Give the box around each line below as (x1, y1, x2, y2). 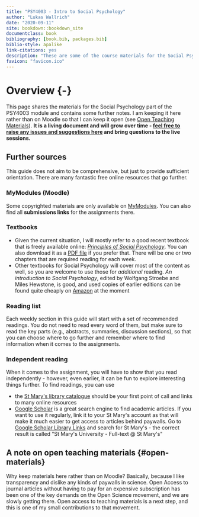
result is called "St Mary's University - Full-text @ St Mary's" (14, 431, 163, 438)
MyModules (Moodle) (6, 189, 70, 197)
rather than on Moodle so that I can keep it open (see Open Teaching (6, 116, 175, 123)
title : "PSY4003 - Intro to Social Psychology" (6, 8, 126, 15)
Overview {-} (6, 84, 72, 97)
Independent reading (6, 355, 68, 364)
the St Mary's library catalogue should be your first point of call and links (14, 393, 192, 400)
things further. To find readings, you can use (6, 381, 115, 388)
